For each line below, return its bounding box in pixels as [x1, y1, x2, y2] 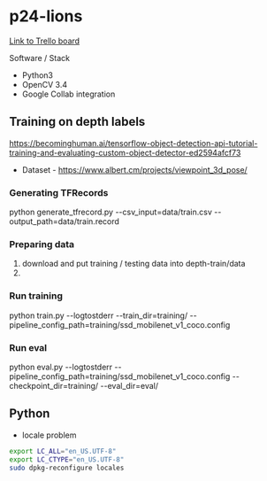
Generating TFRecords [9, 186, 109, 198]
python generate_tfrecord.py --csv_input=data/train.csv [9, 206, 212, 218]
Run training [9, 290, 64, 302]
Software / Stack [9, 52, 71, 63]
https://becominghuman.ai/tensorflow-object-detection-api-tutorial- [9, 137, 258, 148]
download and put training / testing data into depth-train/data [21, 259, 246, 269]
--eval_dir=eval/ [100, 380, 159, 391]
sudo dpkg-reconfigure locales [9, 463, 125, 472]
